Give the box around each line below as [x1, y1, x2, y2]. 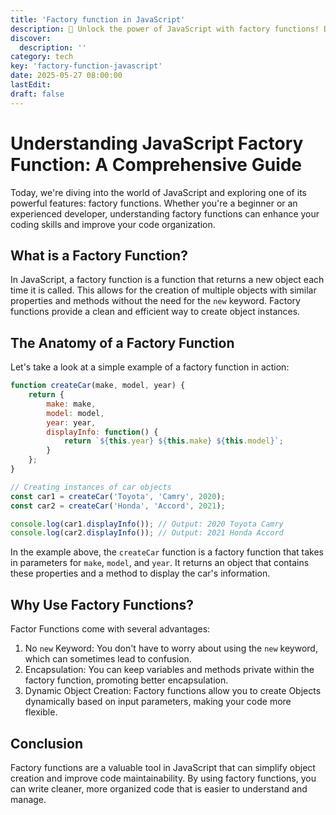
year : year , [46, 417, 97, 428]
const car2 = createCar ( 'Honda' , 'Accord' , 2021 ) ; [10, 501, 226, 511]
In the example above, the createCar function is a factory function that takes [10, 546, 324, 558]
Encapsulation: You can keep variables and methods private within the [24, 664, 315, 676]
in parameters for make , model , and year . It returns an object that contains [10, 557, 310, 569]
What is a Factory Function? [10, 247, 188, 264]
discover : [10, 33, 52, 43]
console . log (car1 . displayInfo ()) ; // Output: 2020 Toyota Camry [10, 519, 284, 529]
